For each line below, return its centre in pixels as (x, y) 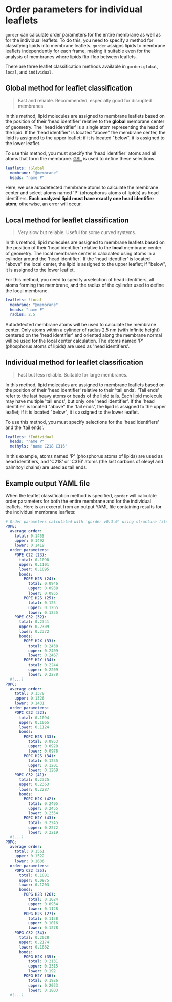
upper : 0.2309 (34, 627)
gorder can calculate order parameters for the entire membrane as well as (83, 34)
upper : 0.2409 (43, 651)
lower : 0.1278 (43, 928)
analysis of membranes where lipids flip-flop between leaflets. (71, 56)
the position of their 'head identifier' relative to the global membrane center (85, 121)
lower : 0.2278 (43, 674)
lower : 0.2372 (34, 632)
